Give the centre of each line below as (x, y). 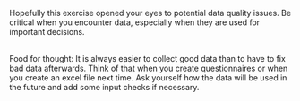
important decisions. (47, 32)
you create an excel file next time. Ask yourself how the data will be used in (148, 78)
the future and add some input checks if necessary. (104, 87)
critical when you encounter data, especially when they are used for (135, 22)
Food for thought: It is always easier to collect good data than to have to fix (148, 59)
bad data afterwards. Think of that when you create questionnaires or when (149, 68)
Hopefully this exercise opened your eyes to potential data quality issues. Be (150, 13)
